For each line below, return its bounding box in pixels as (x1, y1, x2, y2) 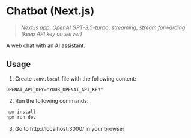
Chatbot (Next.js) (6, 4, 95, 18)
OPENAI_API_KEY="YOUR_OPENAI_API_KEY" (6, 87, 103, 93)
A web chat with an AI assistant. (6, 42, 86, 49)
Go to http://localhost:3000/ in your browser (14, 125, 125, 132)
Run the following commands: (14, 97, 89, 104)
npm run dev (6, 114, 36, 120)
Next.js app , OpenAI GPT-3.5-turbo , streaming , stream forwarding (20, 24, 186, 31)
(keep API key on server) (20, 30, 82, 37)
